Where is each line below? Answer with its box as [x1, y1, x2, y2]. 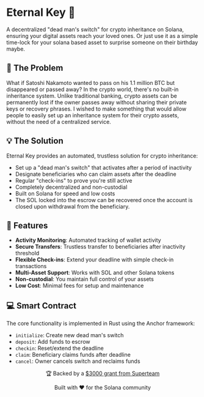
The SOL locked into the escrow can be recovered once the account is [15, 196, 193, 203]
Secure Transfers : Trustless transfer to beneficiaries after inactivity [15, 243, 186, 250]
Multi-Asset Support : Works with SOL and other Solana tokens [15, 269, 175, 277]
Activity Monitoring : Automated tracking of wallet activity [15, 236, 161, 244]
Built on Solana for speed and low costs [15, 189, 115, 197]
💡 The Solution [6, 136, 64, 146]
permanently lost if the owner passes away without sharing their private [6, 98, 188, 106]
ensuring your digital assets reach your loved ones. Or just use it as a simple [6, 32, 199, 39]
